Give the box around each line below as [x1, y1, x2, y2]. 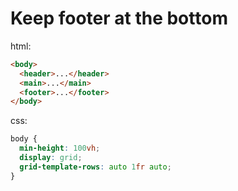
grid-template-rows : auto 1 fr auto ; [19, 162, 172, 172]
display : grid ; [19, 153, 83, 163]
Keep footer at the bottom [10, 7, 228, 30]
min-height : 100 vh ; [19, 143, 101, 154]
